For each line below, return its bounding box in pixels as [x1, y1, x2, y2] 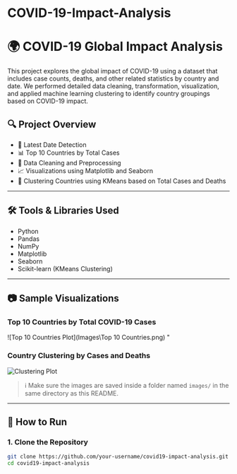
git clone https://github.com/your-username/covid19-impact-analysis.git [7, 454, 229, 461]
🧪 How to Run [7, 416, 68, 428]
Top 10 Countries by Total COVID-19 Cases [7, 317, 157, 327]
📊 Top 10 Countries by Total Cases [17, 148, 120, 157]
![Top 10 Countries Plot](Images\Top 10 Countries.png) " [7, 333, 171, 342]
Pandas [17, 235, 40, 243]
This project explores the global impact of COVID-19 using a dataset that [7, 67, 218, 76]
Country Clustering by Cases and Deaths [7, 351, 150, 361]
